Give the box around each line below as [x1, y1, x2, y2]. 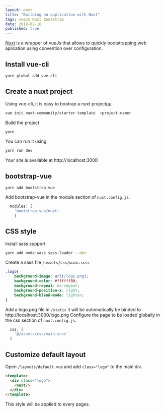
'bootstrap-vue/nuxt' [14, 208, 59, 213]
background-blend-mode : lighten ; [14, 292, 85, 298]
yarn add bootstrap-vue [5, 185, 55, 191]
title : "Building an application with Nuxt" [5, 12, 100, 17]
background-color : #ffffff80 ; [14, 278, 78, 284]
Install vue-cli [5, 60, 49, 69]
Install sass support [5, 241, 46, 247]
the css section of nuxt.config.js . [5, 317, 76, 323]
